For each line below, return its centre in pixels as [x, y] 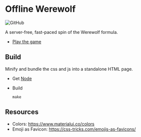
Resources [22, 112]
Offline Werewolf [41, 9]
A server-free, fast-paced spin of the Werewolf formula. [62, 32]
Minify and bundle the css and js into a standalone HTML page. [69, 69]
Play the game [27, 41]
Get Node [22, 78]
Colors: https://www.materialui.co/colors [53, 124]
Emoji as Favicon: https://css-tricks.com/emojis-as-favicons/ [74, 129]
